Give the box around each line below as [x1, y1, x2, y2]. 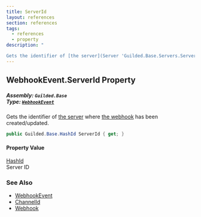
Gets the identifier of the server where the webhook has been [6, 113, 159, 120]
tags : [6, 25, 20, 32]
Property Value [6, 144, 45, 151]
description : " [6, 42, 44, 48]
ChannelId [14, 198, 41, 206]
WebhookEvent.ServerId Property [6, 75, 136, 85]
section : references [6, 20, 58, 26]
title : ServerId [6, 8, 47, 15]
